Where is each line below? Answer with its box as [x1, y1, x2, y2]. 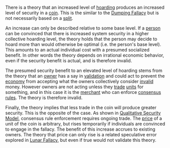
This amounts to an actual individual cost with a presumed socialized [5, 47, 150, 53]
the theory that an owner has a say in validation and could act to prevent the [5, 73, 165, 79]
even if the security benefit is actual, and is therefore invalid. [5, 58, 132, 63]
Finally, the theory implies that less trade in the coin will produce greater [5, 105, 157, 110]
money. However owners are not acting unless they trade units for [5, 84, 144, 90]
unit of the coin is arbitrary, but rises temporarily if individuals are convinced [5, 121, 165, 127]
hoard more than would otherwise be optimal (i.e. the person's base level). [5, 41, 161, 47]
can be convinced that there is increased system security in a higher [5, 31, 149, 36]
